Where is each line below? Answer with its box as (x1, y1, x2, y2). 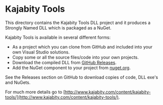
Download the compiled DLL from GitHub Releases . (12, 59, 117, 65)
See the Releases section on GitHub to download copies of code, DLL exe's (5, 74, 159, 80)
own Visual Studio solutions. (12, 49, 70, 55)
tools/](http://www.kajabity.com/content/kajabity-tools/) (5, 94, 119, 100)
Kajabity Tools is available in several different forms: (5, 34, 111, 40)
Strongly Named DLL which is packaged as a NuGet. (5, 25, 112, 30)
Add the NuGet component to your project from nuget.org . (12, 65, 131, 71)
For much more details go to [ (5, 89, 65, 95)
